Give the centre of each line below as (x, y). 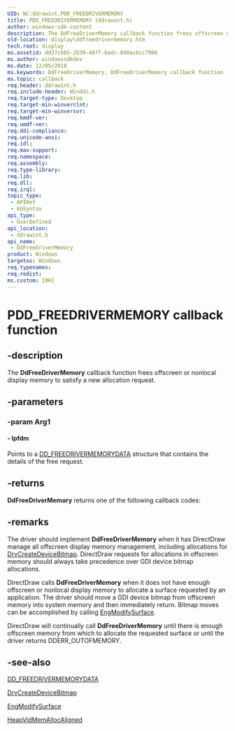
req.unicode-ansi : (34, 137)
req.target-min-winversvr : (47, 111)
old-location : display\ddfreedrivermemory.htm (76, 40)
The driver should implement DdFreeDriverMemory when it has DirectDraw (116, 539)
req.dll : (20, 183)
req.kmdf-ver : (28, 118)
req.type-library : (34, 170)
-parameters (35, 402)
